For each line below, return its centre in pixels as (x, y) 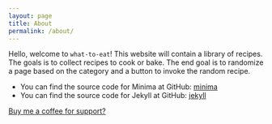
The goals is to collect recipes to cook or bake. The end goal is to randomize (136, 62)
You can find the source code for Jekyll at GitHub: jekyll (113, 96)
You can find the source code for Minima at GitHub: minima (119, 87)
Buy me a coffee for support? (57, 111)
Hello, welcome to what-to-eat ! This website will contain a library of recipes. (136, 54)
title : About (30, 24)
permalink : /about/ (41, 31)
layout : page (30, 16)
